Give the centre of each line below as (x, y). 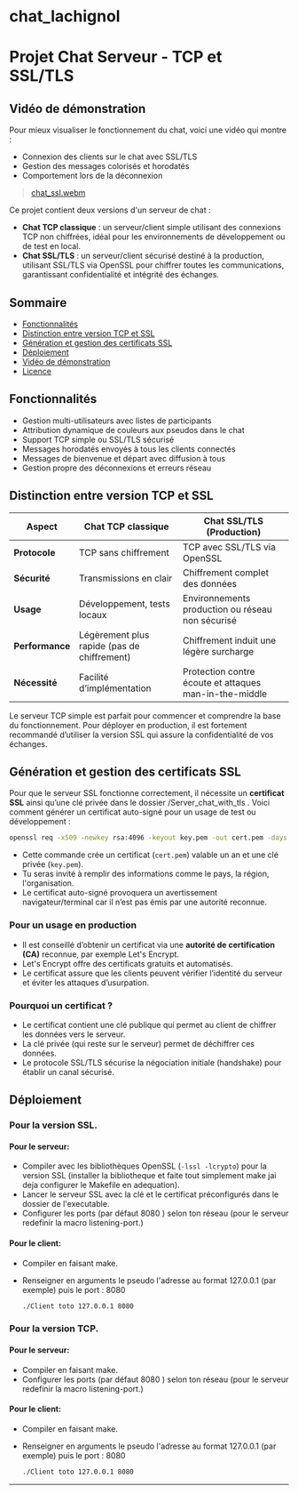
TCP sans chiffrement (124, 552)
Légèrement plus (114, 635)
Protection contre (219, 671)
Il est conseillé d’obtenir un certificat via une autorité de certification (148, 944)
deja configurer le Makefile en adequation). (101, 1185)
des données (210, 583)
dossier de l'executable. (66, 1204)
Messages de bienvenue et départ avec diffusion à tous (124, 458)
